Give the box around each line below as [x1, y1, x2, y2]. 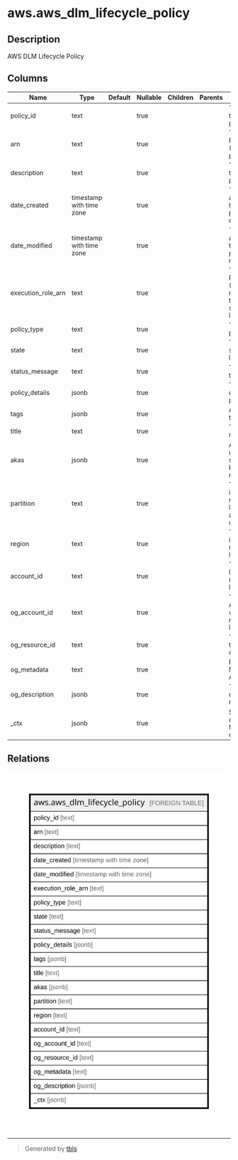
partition [10, 499, 35, 508]
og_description [10, 690, 55, 699]
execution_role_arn [10, 289, 66, 297]
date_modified [10, 241, 52, 250]
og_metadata [10, 665, 49, 674]
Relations [7, 753, 50, 765]
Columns [7, 72, 48, 84]
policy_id [10, 111, 37, 120]
